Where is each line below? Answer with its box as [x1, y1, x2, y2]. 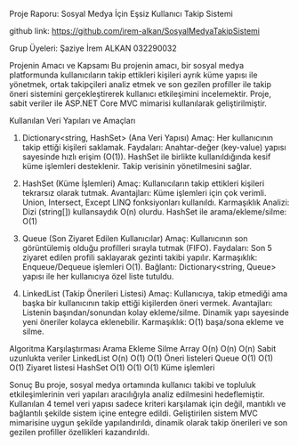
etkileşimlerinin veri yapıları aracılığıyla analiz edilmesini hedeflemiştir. [9, 389, 265, 400]
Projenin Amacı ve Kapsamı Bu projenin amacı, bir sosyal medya [9, 61, 245, 70]
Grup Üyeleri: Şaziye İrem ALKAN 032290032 [9, 43, 178, 53]
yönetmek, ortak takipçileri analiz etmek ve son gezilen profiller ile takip [9, 79, 272, 89]
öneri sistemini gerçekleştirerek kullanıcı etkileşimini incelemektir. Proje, [9, 89, 271, 99]
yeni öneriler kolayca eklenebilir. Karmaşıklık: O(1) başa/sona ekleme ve [21, 317, 285, 327]
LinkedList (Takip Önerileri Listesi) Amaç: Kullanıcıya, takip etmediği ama [21, 288, 288, 298]
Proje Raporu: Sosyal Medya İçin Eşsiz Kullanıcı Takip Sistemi [9, 9, 233, 19]
